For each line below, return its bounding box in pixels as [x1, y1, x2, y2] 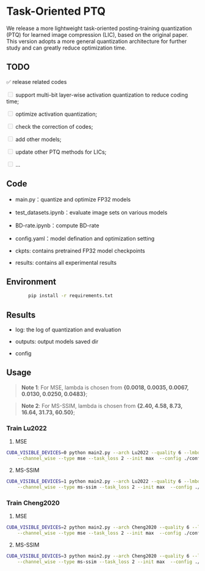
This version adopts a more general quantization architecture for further [6, 37, 187, 45]
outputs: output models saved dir [15, 338, 99, 346]
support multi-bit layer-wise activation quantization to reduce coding [15, 91, 188, 99]
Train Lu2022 [6, 424, 47, 433]
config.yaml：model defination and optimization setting [15, 235, 155, 242]
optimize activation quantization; [15, 110, 98, 118]
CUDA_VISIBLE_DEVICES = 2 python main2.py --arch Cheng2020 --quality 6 [6, 524, 190, 531]
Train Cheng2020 [6, 498, 60, 507]
